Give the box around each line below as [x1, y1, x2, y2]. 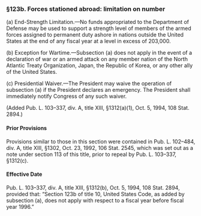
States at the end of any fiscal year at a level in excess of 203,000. [6, 38, 171, 45]
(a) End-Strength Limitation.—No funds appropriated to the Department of [6, 19, 189, 26]
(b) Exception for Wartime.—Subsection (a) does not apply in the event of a [6, 49, 193, 56]
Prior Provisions [6, 124, 47, 131]
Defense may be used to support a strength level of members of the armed [6, 25, 192, 32]
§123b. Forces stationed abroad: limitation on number [6, 5, 166, 13]
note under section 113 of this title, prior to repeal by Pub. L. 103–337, [6, 151, 177, 158]
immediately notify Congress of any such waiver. [6, 92, 127, 100]
